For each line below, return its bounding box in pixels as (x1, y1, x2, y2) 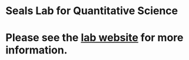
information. (5, 44, 68, 57)
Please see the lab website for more (5, 31, 184, 45)
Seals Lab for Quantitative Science (5, 4, 178, 18)
